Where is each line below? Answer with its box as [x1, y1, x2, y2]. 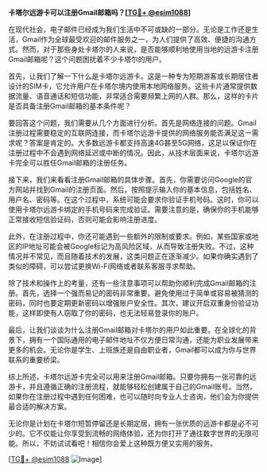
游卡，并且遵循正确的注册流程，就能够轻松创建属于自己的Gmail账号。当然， [8, 382, 257, 391]
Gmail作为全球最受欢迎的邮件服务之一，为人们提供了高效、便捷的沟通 [21, 35, 250, 44]
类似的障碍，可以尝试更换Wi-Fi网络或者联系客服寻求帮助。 [8, 262, 200, 271]
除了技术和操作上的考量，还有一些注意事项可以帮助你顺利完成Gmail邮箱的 [8, 279, 250, 287]
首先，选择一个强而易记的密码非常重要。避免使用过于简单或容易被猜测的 [21, 288, 259, 298]
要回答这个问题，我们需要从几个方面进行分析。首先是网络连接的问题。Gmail [8, 119, 257, 127]
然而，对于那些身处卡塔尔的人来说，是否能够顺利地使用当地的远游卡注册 [21, 45, 259, 54]
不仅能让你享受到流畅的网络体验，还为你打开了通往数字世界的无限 [35, 429, 252, 438]
